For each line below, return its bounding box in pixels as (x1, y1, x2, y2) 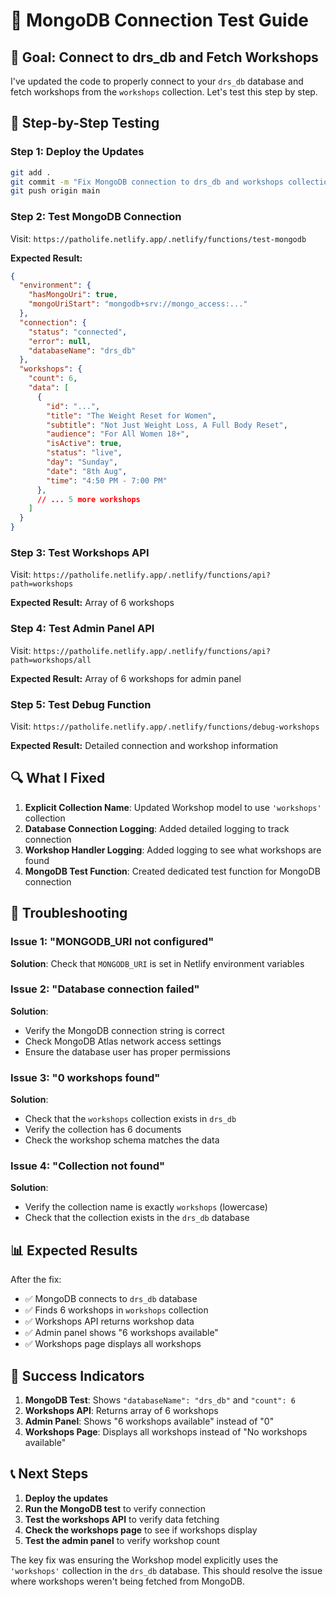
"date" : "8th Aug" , (46, 466, 128, 476)
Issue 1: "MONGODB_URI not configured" (10, 935, 215, 949)
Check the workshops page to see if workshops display (24, 1524, 258, 1536)
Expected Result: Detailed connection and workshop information (10, 740, 279, 751)
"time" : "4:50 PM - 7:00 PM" (46, 475, 168, 486)
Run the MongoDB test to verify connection (24, 1502, 207, 1514)
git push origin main (10, 186, 101, 196)
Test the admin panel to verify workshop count (24, 1534, 220, 1546)
